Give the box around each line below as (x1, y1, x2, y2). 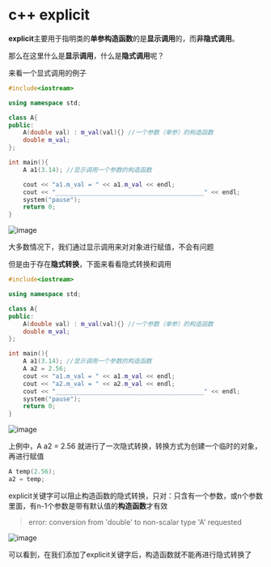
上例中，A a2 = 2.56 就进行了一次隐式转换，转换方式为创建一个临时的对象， (8, 441, 262, 451)
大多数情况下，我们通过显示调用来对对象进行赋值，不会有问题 (8, 242, 214, 252)
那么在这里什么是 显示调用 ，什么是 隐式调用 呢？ (8, 50, 164, 60)
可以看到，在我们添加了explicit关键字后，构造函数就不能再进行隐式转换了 (8, 549, 252, 559)
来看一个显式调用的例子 (8, 67, 87, 78)
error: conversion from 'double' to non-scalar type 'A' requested (28, 517, 243, 526)
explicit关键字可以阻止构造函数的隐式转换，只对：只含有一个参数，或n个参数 (8, 491, 264, 500)
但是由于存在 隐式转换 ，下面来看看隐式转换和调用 (8, 260, 171, 269)
